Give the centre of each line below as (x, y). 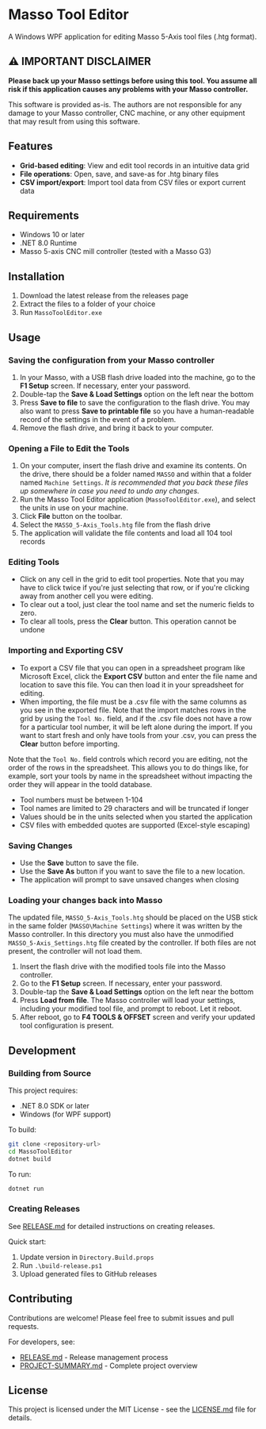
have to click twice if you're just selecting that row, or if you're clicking (135, 588)
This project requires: (43, 1091)
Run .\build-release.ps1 (61, 1265)
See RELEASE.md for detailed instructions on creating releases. (112, 1226)
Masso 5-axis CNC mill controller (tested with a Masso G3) (115, 252)
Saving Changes (40, 845)
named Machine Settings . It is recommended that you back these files (134, 482)
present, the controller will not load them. (75, 951)
